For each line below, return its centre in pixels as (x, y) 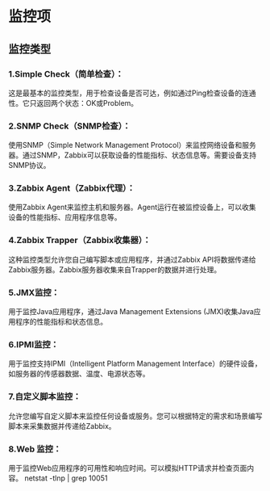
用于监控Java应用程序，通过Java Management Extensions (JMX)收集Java (131, 312)
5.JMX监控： (34, 292)
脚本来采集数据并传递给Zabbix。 (62, 426)
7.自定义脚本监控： (45, 397)
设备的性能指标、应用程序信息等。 (65, 217)
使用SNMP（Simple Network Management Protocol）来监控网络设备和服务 (132, 145)
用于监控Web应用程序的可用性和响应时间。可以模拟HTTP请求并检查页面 (128, 468)
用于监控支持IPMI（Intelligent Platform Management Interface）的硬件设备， (135, 363)
